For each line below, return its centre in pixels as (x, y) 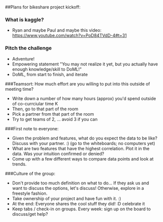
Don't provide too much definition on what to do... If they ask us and (81, 183)
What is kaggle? (24, 20)
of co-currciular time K (35, 103)
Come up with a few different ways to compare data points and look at (83, 159)
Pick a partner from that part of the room (53, 114)
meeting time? (19, 89)
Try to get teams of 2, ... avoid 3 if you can (55, 119)
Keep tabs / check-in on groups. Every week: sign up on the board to (81, 209)
